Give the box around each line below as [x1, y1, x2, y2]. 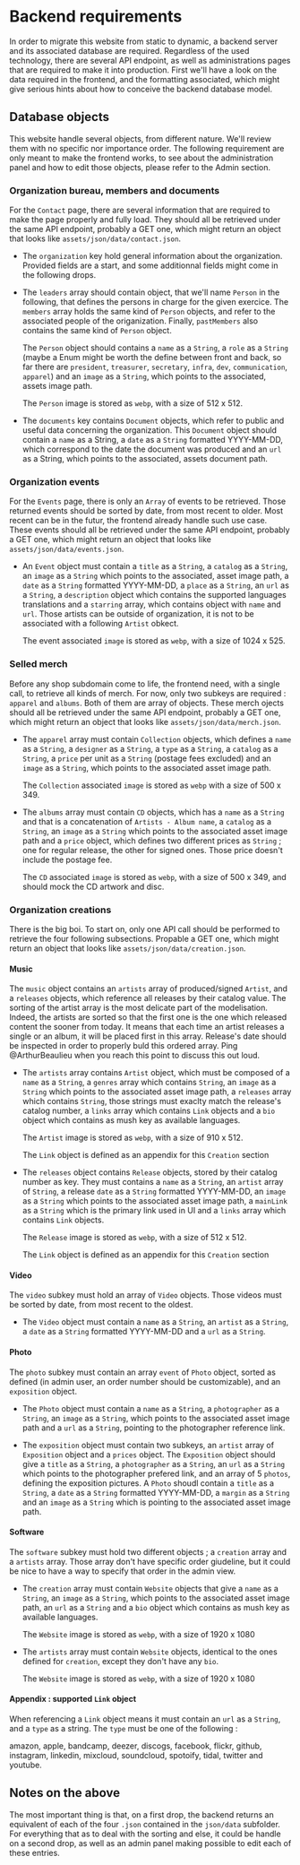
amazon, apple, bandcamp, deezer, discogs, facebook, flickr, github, [9, 1740, 262, 1751]
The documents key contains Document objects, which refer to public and [21, 415, 285, 427]
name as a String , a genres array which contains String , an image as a [21, 1077, 277, 1088]
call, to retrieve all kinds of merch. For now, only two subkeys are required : [9, 687, 287, 698]
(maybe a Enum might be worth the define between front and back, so [21, 352, 282, 363]
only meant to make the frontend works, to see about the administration [9, 152, 274, 163]
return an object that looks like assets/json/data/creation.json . [9, 943, 246, 954]
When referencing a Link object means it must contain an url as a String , [9, 1714, 281, 1724]
